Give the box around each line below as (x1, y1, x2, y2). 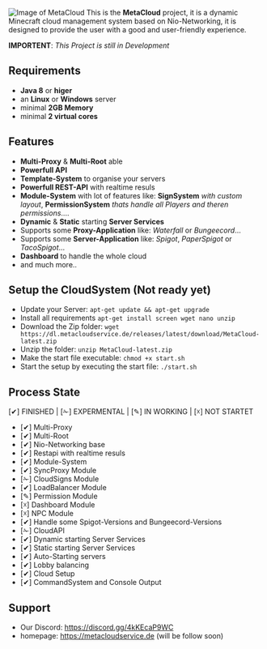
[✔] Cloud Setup (19, 569, 75, 579)
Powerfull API (19, 164, 67, 174)
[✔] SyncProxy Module (19, 466, 97, 476)
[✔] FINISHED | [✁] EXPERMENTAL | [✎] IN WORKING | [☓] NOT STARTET (8, 407, 254, 416)
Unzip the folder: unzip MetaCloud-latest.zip (19, 344, 172, 354)
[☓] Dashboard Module (19, 500, 95, 510)
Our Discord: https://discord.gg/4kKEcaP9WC (19, 622, 174, 632)
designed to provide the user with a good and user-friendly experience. (8, 25, 247, 34)
